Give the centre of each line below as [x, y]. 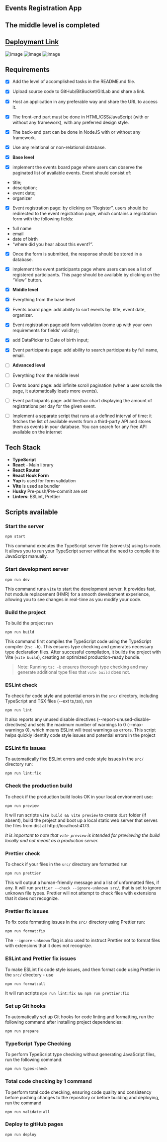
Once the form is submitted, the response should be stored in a [77, 254]
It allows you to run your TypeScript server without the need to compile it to [83, 551]
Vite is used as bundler [36, 486]
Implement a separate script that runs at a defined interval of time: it [82, 416]
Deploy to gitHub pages [34, 1124]
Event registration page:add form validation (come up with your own [82, 325]
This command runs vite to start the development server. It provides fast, [81, 589]
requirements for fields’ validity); [46, 331]
